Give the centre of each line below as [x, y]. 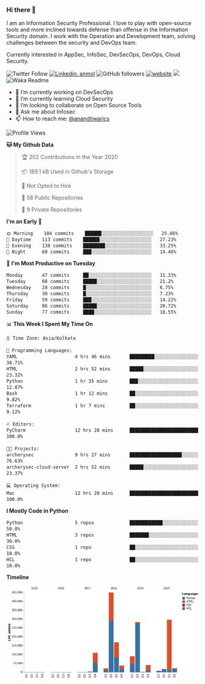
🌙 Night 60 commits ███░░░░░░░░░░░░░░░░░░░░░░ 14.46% [91, 252]
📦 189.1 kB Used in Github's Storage [67, 172]
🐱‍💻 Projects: [23, 449]
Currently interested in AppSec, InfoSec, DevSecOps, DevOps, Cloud [93, 55]
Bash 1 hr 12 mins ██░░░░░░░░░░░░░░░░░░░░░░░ [102, 394]
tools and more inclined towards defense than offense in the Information [97, 29]
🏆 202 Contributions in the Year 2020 [69, 157]
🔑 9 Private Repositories [52, 210]
